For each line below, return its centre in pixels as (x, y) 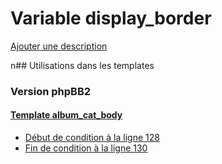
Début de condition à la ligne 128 (92, 138)
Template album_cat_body (66, 115)
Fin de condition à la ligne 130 (86, 148)
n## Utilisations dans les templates (82, 65)
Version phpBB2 (51, 91)
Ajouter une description (59, 46)
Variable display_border (111, 18)
